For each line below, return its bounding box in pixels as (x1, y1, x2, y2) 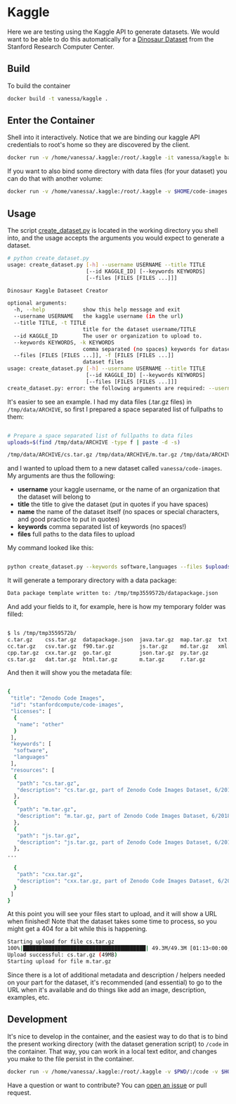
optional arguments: (7, 300, 68, 307)
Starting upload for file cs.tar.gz (7, 938, 114, 946)
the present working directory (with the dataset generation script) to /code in (7, 1039, 229, 1048)
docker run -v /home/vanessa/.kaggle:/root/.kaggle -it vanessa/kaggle (7, 154, 221, 162)
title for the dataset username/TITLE (82, 326, 197, 333)
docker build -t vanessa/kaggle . (7, 95, 109, 102)
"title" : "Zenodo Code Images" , (10, 695, 105, 702)
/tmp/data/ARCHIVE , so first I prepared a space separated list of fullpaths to (7, 405, 223, 413)
